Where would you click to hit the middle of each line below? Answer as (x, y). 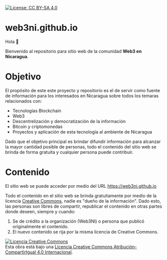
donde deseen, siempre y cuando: (40, 211)
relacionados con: (24, 101)
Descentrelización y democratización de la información (69, 121)
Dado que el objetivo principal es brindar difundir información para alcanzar (83, 141)
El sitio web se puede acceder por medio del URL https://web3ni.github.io (81, 186)
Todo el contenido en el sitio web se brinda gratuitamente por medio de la (81, 195)
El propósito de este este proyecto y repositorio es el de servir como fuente (83, 90)
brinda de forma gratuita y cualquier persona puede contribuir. (69, 152)
